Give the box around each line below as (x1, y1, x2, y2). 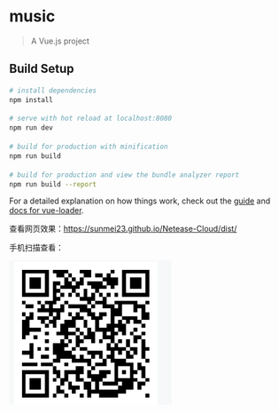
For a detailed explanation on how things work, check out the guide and (9, 195, 271, 206)
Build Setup (9, 61, 74, 76)
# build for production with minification (9, 142, 168, 151)
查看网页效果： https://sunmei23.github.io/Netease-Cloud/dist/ (9, 224, 237, 234)
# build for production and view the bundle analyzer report (9, 171, 240, 179)
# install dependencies (9, 86, 97, 95)
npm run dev (9, 123, 53, 132)
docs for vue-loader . (9, 205, 84, 216)
